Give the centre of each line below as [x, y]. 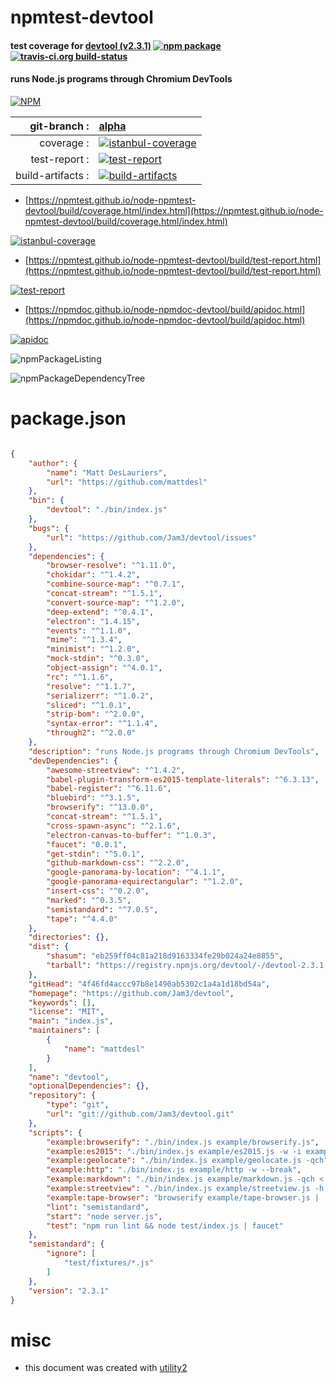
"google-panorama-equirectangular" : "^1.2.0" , [145, 882]
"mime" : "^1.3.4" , [84, 640]
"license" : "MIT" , [66, 1012]
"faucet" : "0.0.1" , [87, 844]
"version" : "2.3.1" [69, 1291]
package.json [68, 418]
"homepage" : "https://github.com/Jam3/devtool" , [131, 993]
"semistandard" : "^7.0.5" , [102, 909]
